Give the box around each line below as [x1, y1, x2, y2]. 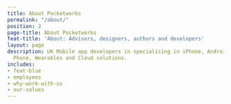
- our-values [7, 86, 45, 93]
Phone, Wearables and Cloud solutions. [13, 55, 128, 62]
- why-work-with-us [7, 80, 63, 87]
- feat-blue [7, 67, 41, 74]
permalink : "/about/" [7, 16, 69, 23]
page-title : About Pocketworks [7, 29, 97, 36]
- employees [7, 73, 41, 81]
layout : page [7, 42, 45, 49]
